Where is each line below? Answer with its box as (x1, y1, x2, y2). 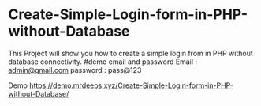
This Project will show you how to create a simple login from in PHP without (8, 48, 254, 58)
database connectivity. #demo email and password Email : (8, 57, 198, 66)
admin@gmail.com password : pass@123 (8, 65, 142, 74)
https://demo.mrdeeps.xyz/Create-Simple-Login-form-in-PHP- (28, 81, 234, 90)
